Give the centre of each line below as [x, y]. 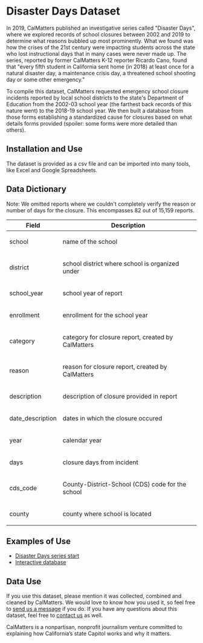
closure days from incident [101, 462]
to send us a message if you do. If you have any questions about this [92, 609]
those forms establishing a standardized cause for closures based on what [99, 117]
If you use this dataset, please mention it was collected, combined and [94, 596]
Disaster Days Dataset [63, 11]
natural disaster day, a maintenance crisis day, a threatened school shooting [101, 73]
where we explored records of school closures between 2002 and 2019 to [98, 34]
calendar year [82, 440]
